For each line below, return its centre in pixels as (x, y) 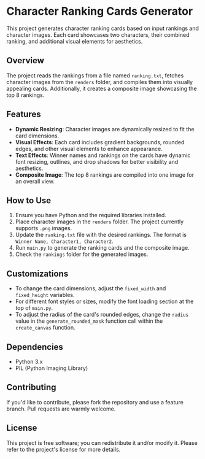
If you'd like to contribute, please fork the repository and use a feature (95, 402)
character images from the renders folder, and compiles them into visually (100, 82)
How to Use (29, 200)
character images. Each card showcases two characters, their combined (98, 34)
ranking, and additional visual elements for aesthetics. (75, 41)
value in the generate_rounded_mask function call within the (89, 321)
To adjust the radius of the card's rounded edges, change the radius (102, 315)
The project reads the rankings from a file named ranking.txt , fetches (95, 75)
